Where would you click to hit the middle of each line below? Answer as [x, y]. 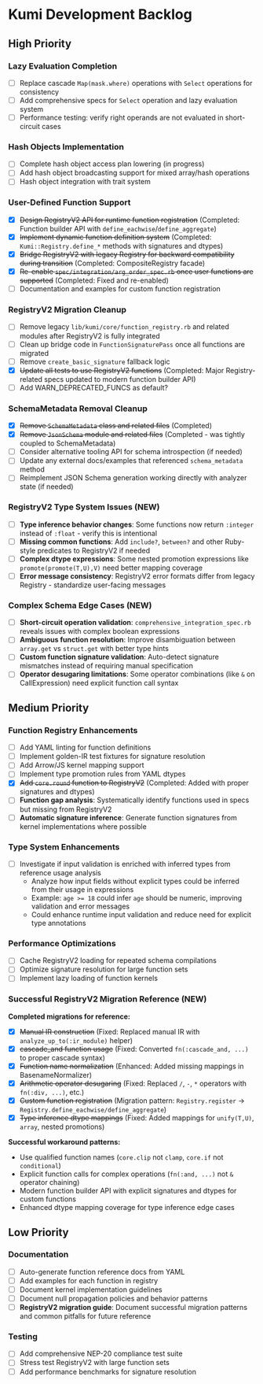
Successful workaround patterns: [64, 1142]
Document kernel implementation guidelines [91, 1290]
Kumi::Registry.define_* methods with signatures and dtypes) [121, 246]
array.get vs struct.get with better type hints [94, 649]
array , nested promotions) [62, 1127]
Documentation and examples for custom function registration [120, 289]
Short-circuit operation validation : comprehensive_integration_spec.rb [135, 623]
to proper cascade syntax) [62, 1057]
